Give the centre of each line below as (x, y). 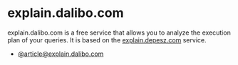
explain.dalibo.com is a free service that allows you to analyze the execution (119, 32)
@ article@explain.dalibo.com (61, 54)
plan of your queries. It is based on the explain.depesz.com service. (107, 40)
